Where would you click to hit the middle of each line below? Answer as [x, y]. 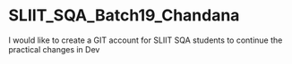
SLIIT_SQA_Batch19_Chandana [124, 16]
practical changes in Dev [54, 49]
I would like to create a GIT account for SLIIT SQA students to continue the [146, 40]
